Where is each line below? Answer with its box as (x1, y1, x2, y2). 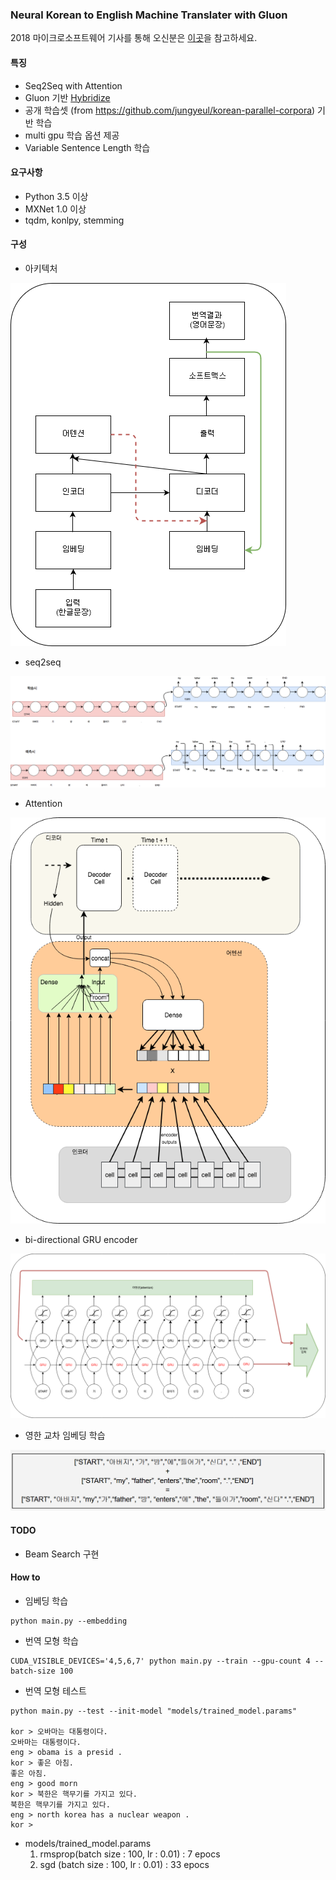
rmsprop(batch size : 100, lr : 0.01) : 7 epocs (39, 1848, 221, 1860)
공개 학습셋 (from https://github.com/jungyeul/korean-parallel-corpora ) (24, 104, 316, 116)
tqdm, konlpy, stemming (24, 214, 125, 226)
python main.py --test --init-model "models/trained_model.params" (10, 1706, 298, 1716)
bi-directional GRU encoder (24, 1233, 138, 1245)
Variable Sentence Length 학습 (24, 141, 151, 153)
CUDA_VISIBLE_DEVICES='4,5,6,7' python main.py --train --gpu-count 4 (10, 1656, 311, 1666)
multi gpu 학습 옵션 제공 (24, 129, 120, 141)
